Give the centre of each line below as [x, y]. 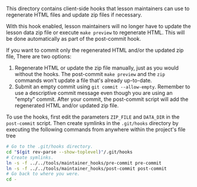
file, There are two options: [39, 56]
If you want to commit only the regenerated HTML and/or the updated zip [95, 50]
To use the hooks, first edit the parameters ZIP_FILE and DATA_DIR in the [93, 117]
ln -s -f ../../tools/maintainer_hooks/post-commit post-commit [86, 168]
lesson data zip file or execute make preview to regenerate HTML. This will [96, 32]
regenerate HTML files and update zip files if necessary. [74, 15]
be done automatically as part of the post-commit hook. [74, 39]
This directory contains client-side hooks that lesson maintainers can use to [98, 9]
